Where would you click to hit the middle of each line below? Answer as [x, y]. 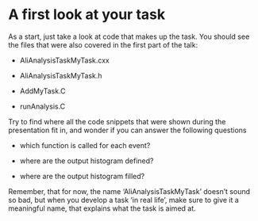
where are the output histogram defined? [87, 161]
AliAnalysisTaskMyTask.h [61, 75]
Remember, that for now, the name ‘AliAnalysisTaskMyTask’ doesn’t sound [129, 191]
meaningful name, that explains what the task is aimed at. [102, 208]
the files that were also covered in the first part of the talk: [103, 44]
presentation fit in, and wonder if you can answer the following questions [127, 130]
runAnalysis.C [42, 106]
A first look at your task [87, 15]
